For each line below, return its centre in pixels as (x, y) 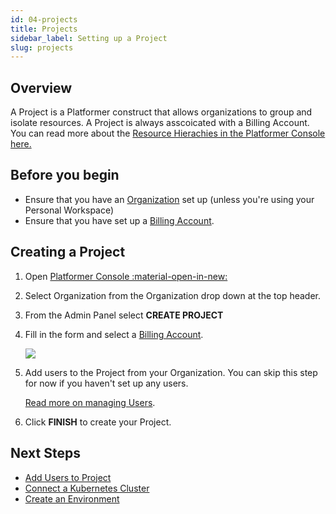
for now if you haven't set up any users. (106, 383)
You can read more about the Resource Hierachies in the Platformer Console (168, 133)
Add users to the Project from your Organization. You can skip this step (171, 372)
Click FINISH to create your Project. (98, 422)
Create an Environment (72, 498)
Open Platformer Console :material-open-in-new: (126, 276)
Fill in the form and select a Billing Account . (114, 334)
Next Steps (45, 453)
